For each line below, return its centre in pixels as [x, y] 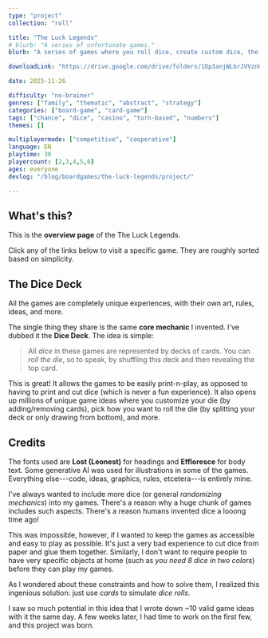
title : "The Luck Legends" [53, 37]
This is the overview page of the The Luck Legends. [95, 235]
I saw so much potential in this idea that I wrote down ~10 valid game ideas [131, 608]
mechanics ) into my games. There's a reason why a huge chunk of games [130, 502]
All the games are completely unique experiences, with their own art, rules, [131, 303]
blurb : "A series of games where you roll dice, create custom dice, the [134, 53]
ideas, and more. [36, 312]
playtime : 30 [30, 155]
